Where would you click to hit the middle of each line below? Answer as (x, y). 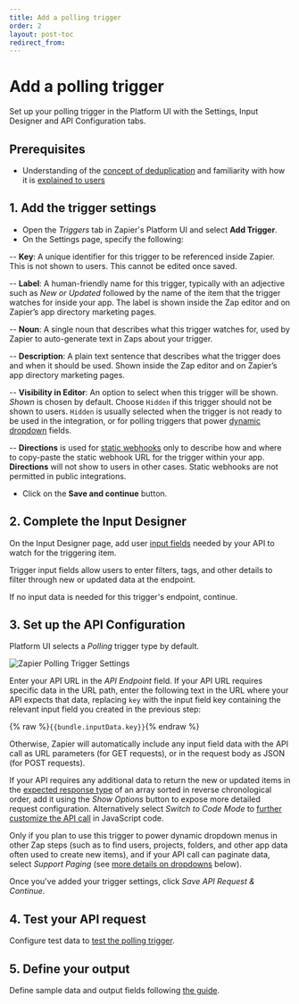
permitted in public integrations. (68, 476)
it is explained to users (63, 180)
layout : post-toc (42, 34)
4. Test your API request (78, 919)
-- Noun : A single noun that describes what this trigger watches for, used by (149, 329)
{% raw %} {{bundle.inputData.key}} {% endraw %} (104, 727)
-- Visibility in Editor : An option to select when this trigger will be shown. (144, 392)
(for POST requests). (47, 763)
